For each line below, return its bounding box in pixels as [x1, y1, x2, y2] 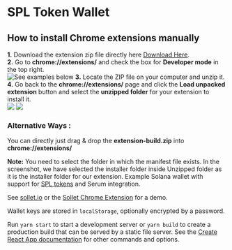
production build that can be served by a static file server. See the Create [7, 228, 218, 236]
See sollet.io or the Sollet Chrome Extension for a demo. [7, 193, 169, 202]
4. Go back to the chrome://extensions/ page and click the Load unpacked [7, 80, 226, 88]
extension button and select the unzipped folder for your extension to [7, 88, 210, 96]
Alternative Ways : [7, 120, 72, 130]
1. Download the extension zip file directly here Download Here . [7, 50, 190, 59]
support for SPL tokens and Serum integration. [7, 179, 141, 189]
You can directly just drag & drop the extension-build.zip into [7, 137, 185, 145]
